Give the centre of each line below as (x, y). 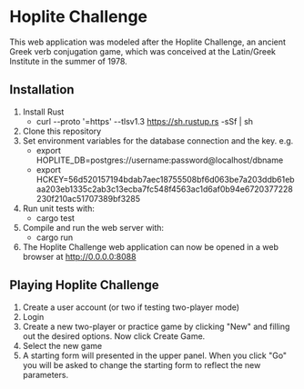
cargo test (56, 218)
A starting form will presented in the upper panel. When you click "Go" (155, 355)
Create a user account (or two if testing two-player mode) (131, 307)
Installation (42, 90)
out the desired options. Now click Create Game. (114, 336)
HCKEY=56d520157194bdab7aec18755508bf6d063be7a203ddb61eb (165, 179)
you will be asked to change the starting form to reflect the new (142, 364)
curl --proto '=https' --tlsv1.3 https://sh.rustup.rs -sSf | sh (144, 121)
